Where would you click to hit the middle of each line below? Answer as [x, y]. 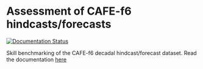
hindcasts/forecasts [59, 24]
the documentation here [37, 59]
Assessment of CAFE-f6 [69, 11]
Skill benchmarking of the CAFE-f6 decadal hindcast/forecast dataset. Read [101, 53]
